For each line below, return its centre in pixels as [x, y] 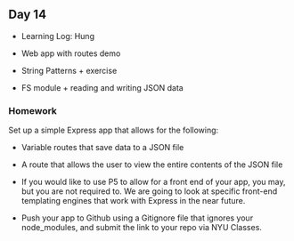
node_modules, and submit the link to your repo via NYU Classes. [141, 228]
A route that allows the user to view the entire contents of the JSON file [152, 165]
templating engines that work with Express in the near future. [133, 201]
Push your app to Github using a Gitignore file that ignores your [137, 218]
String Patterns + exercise [69, 70]
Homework [33, 110]
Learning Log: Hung [58, 36]
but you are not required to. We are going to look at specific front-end [149, 191]
